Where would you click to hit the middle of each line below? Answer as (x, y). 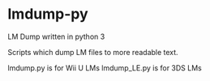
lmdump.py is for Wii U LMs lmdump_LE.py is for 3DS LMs (105, 68)
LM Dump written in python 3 (56, 36)
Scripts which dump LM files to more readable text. (93, 52)
